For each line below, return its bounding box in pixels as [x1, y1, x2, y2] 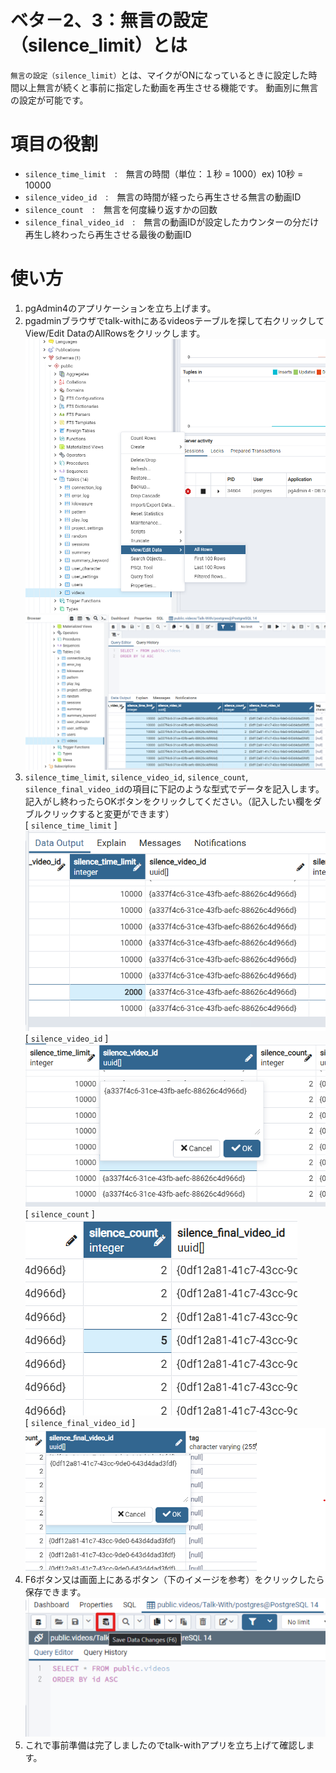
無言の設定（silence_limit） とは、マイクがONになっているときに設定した [10, 69, 309, 81]
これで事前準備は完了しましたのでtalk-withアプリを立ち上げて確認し [24, 1739, 307, 1751]
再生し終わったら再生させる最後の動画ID [24, 228, 192, 240]
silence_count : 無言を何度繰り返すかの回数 [24, 203, 218, 215]
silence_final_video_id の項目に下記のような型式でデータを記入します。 [24, 783, 325, 795]
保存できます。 [24, 1586, 87, 1598]
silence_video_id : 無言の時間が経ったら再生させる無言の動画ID [24, 191, 302, 203]
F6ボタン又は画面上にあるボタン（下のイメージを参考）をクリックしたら [24, 1574, 325, 1586]
